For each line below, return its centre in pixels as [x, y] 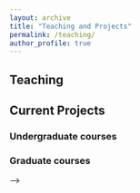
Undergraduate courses [63, 136]
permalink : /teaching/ [52, 34]
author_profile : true [50, 43]
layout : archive [40, 18]
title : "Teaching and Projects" [70, 26]
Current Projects [57, 111]
